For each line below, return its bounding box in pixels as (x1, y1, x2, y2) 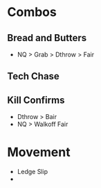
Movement (7, 144, 71, 160)
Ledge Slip (17, 168, 48, 176)
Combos (7, 4, 57, 20)
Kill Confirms (7, 94, 65, 106)
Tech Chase (7, 70, 60, 82)
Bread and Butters (7, 32, 87, 44)
